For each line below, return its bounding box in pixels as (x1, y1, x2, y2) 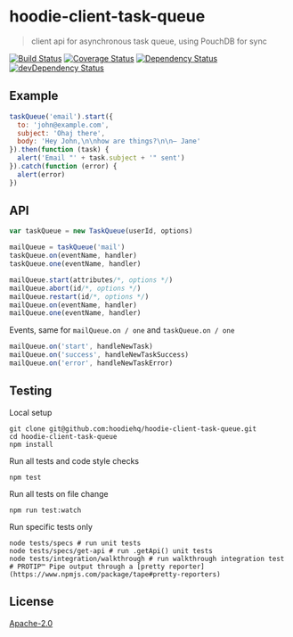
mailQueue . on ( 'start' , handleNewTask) (9, 342, 153, 352)
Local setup (9, 407, 53, 418)
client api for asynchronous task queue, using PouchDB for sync (30, 36, 267, 46)
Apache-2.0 (9, 617, 53, 628)
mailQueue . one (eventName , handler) (9, 309, 142, 318)
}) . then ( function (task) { (9, 145, 110, 154)
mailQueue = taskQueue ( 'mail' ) (9, 243, 126, 252)
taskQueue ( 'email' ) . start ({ (9, 112, 114, 121)
